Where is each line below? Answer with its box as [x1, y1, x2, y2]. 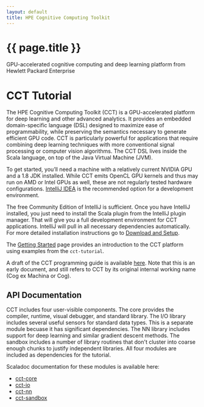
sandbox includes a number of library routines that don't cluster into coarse [6, 338, 196, 346]
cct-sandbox [15, 394, 47, 402]
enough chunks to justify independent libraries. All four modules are [6, 345, 177, 352]
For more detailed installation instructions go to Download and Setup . [6, 229, 180, 237]
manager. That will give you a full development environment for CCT [6, 217, 178, 224]
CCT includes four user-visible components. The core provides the [6, 306, 174, 313]
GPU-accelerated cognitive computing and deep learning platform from [6, 61, 186, 68]
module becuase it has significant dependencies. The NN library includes [6, 325, 191, 333]
